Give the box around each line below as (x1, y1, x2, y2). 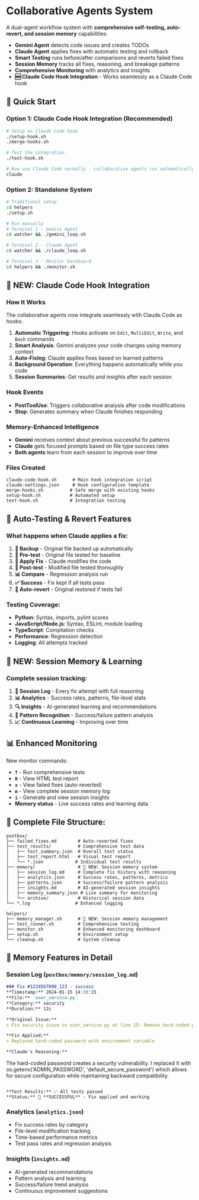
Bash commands (14, 336, 54, 343)
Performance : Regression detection (14, 633, 103, 640)
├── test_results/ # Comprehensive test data (6, 843, 145, 849)
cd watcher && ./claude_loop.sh (6, 248, 86, 254)
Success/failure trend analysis (14, 1180, 89, 1188)
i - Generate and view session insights (14, 794, 110, 801)
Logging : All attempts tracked (14, 639, 88, 646)
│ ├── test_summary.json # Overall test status (6, 848, 134, 854)
